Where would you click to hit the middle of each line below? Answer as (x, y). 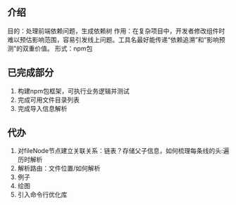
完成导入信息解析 (42, 108)
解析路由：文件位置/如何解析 (59, 168)
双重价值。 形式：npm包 (57, 48)
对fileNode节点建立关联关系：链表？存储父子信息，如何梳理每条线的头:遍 (123, 151)
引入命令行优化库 (42, 194)
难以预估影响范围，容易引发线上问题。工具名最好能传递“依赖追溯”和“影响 (113, 39)
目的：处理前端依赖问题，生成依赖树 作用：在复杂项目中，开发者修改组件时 (116, 31)
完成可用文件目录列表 (48, 100)
